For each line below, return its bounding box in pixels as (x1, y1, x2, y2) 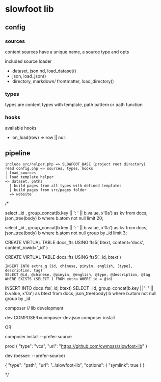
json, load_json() (12, 73, 46, 79)
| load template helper (5, 175, 54, 180)
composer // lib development (5, 305, 64, 311)
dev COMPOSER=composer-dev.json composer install (5, 315, 115, 321)
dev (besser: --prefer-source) (5, 353, 65, 359)
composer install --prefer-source (5, 334, 72, 340)
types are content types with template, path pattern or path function (5, 102, 143, 108)
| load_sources (5, 170, 36, 175)
